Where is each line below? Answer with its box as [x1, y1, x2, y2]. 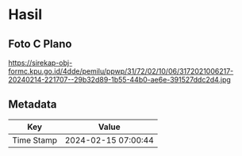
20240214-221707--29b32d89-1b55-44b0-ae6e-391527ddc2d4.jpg [8, 75, 232, 84]
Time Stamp [12, 135, 58, 146]
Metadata [8, 97, 57, 112]
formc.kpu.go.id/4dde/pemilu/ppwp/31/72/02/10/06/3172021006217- [8, 67, 234, 76]
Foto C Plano [8, 37, 72, 51]
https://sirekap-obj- [8, 58, 73, 67]
